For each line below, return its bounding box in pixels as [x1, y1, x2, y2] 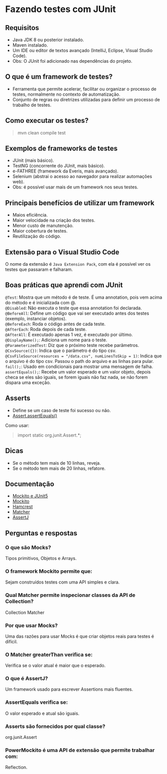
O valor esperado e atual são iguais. [5, 710, 80, 716]
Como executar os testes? [5, 116, 89, 125]
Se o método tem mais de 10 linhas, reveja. [12, 460, 101, 466]
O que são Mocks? [5, 544, 51, 551]
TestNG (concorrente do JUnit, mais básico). [12, 163, 105, 169]
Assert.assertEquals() [12, 413, 58, 419]
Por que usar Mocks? [5, 622, 58, 629]
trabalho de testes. [12, 102, 52, 108]
